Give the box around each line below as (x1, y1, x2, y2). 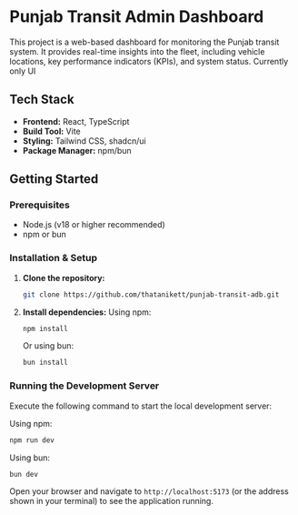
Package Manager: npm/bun (22, 145, 132, 156)
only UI (9, 66, 36, 76)
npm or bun (22, 229, 66, 240)
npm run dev (9, 435, 55, 445)
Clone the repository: (22, 272, 105, 283)
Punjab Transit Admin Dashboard (9, 6, 264, 27)
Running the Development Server (9, 379, 160, 392)
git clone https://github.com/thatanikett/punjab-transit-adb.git (22, 289, 280, 299)
